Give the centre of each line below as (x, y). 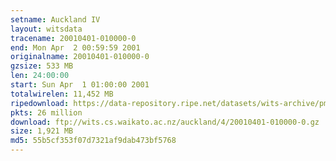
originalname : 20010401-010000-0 (80, 57)
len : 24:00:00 (40, 76)
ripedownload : (40, 103)
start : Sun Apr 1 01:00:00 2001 (80, 85)
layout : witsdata (46, 29)
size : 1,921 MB (42, 131)
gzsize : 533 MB (42, 66)
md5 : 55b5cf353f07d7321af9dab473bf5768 (93, 141)
